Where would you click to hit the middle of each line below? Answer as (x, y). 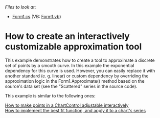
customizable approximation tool (73, 47)
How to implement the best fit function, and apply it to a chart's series (75, 110)
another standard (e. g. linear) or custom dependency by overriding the (77, 76)
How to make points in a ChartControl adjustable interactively (67, 105)
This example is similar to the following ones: (50, 95)
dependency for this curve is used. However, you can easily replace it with (80, 71)
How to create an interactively (67, 36)
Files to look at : (21, 7)
